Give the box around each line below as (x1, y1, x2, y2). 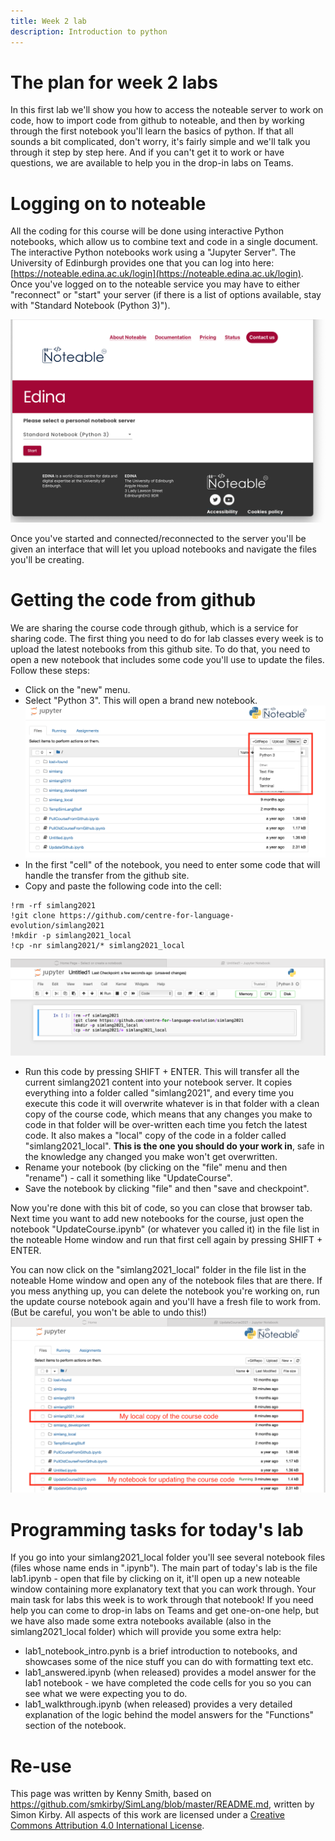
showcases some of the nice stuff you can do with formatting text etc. (24, 1656, 314, 1668)
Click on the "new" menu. (24, 684, 131, 696)
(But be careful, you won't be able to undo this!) (10, 1306, 208, 1318)
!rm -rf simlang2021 (10, 901, 97, 911)
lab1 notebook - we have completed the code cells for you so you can (24, 1677, 312, 1689)
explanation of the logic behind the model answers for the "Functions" (24, 1709, 315, 1721)
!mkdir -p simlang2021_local (10, 931, 132, 941)
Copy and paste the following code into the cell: (24, 880, 222, 892)
